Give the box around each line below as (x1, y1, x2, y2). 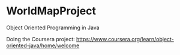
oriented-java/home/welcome (6, 42, 80, 49)
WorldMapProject (6, 4, 96, 18)
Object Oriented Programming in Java (6, 24, 100, 31)
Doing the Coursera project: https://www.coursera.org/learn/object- (6, 35, 174, 42)
